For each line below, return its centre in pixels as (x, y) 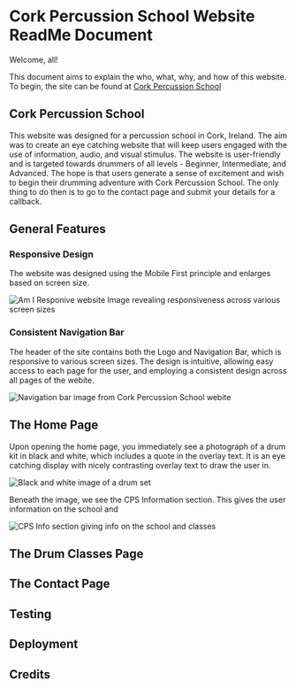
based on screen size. (49, 283)
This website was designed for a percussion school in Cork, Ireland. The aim (148, 135)
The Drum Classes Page (76, 554)
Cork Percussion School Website (132, 16)
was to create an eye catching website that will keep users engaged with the (148, 144)
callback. (26, 201)
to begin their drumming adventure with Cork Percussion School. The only (144, 182)
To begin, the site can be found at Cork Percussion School (115, 86)
